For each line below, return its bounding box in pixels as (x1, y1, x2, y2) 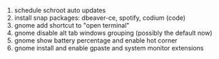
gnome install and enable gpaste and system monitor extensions (14, 44, 204, 52)
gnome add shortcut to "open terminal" (14, 21, 130, 29)
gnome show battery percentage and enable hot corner (14, 36, 178, 45)
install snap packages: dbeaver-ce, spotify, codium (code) (14, 14, 186, 22)
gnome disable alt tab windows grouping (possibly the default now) (14, 28, 213, 37)
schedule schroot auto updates (14, 6, 106, 14)
